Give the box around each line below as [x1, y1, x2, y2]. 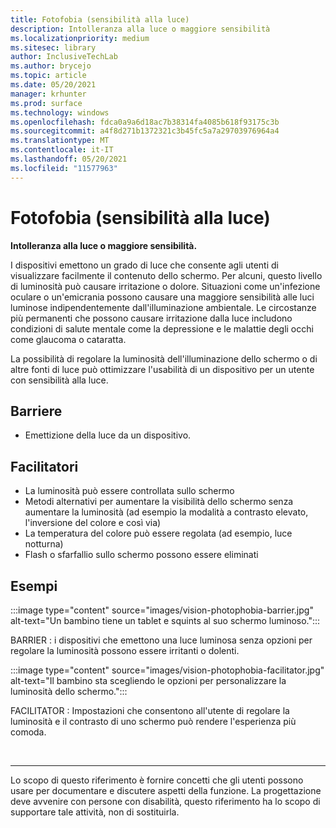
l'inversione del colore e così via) [24, 517, 162, 529]
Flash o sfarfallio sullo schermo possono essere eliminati [24, 549, 259, 561]
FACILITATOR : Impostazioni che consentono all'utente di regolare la [10, 705, 290, 716]
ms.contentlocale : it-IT [10, 145, 114, 155]
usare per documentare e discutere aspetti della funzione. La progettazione [10, 785, 322, 796]
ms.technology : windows [10, 107, 110, 118]
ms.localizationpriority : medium [10, 33, 150, 43]
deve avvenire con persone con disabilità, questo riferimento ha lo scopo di [10, 796, 321, 807]
